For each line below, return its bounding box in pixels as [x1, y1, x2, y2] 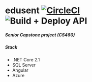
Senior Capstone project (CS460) [5, 32, 75, 38]
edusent [5, 5, 40, 16]
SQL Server [12, 62, 36, 68]
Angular [12, 67, 29, 73]
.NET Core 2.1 [12, 56, 40, 62]
